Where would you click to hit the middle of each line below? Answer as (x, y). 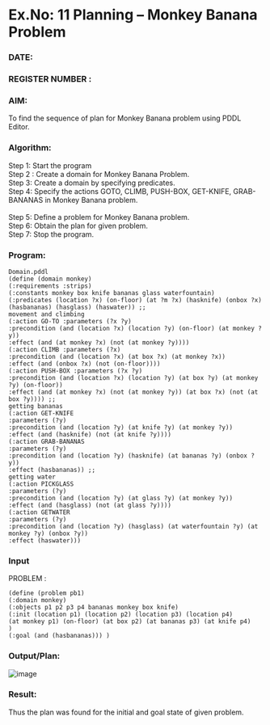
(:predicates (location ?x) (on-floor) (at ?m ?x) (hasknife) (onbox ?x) (135, 300)
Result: (23, 694)
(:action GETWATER (39, 512)
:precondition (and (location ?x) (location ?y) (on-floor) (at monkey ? (135, 328)
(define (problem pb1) (46, 593)
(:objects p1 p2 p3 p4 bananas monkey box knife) (94, 608)
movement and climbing (46, 314)
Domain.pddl (28, 272)
